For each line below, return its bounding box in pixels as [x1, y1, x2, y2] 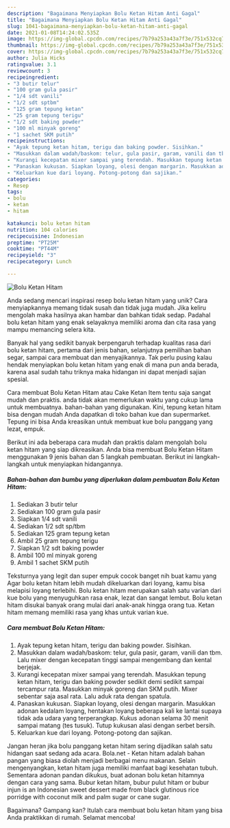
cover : [7, 49, 26, 56]
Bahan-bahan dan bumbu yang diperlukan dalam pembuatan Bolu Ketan [7, 476, 220, 484]
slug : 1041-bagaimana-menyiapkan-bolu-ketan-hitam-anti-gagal [7, 23, 188, 29]
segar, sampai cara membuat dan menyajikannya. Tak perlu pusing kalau [7, 353, 212, 361]
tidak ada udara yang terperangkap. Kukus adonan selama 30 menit [16, 714, 209, 722]
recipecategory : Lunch [7, 258, 72, 265]
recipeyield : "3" [7, 252, 57, 259]
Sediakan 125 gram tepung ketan [16, 529, 110, 537]
